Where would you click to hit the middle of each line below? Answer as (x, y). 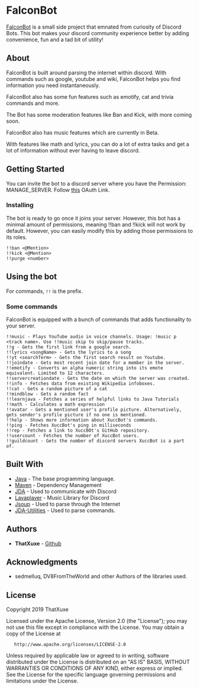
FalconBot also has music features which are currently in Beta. (83, 132)
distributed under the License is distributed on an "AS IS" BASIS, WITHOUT (98, 662)
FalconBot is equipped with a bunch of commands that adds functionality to (99, 319)
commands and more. (33, 103)
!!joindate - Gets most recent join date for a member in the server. (95, 363)
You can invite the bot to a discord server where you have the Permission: (97, 183)
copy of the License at (34, 634)
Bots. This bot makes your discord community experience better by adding (98, 33)
